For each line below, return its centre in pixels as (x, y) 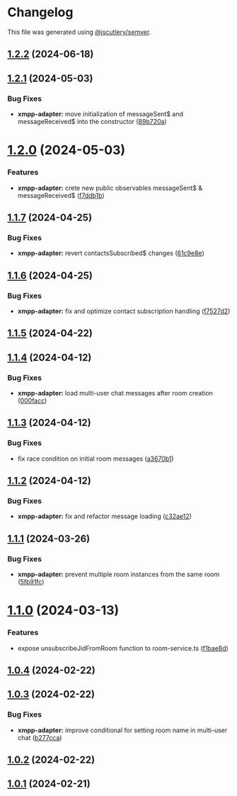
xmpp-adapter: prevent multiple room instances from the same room (118, 574)
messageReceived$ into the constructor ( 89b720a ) (92, 122)
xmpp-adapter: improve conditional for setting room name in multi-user (122, 730)
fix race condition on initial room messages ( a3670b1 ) (96, 459)
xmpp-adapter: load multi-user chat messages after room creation (115, 393)
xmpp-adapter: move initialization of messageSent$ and (100, 114)
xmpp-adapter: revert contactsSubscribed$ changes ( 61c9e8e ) (111, 253)
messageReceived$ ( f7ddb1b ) (61, 195)
